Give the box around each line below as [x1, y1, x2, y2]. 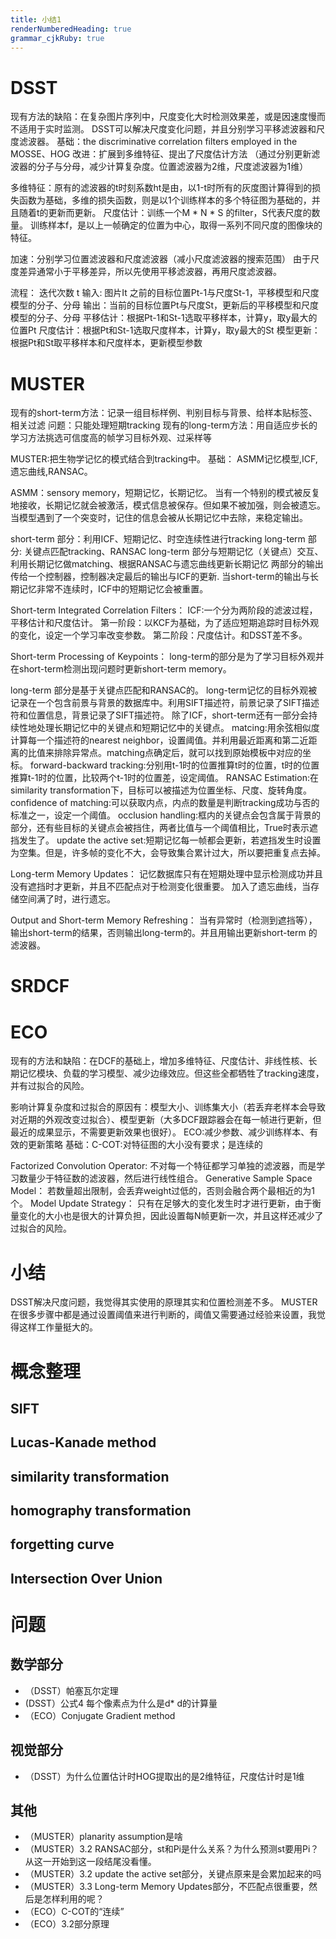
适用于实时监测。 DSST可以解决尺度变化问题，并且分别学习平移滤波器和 [18, 123, 317, 135]
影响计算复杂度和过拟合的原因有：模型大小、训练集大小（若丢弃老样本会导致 [10, 1101, 326, 1113]
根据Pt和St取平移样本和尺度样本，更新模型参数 [10, 337, 203, 349]
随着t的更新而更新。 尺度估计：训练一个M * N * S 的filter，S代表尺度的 [18, 207, 312, 219]
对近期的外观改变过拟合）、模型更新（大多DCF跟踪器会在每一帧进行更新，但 [10, 1114, 322, 1126]
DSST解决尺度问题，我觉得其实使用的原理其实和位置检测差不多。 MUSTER [10, 1296, 318, 1308]
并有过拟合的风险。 [10, 1080, 90, 1092]
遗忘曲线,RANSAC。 [10, 466, 93, 478]
